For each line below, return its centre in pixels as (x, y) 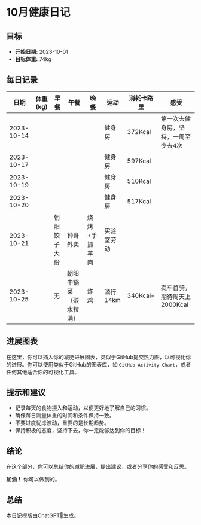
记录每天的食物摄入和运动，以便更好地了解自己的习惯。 (83, 408)
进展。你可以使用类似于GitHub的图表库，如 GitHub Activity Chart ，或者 (101, 364)
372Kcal (139, 132)
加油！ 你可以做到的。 (33, 480)
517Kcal (139, 201)
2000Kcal (175, 304)
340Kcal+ (141, 295)
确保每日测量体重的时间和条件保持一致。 (65, 416)
